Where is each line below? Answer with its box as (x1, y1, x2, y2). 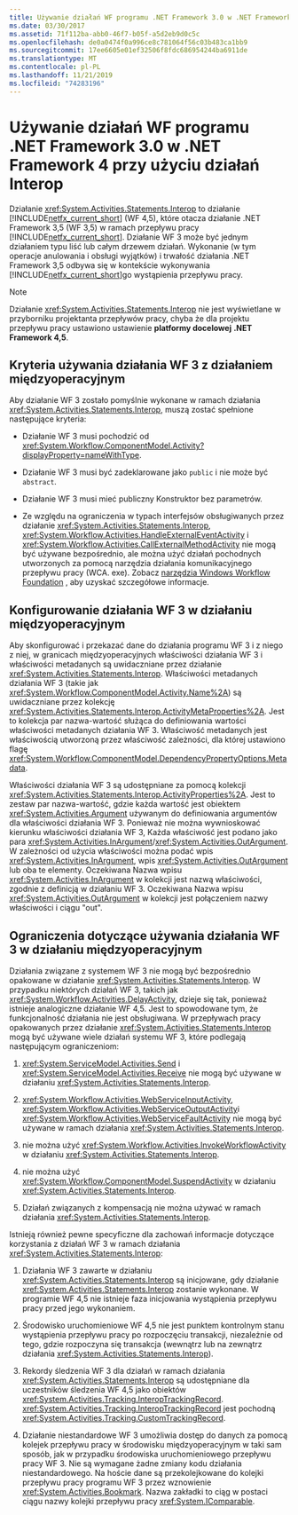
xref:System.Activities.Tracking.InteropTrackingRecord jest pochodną (21, 1403, 276, 1414)
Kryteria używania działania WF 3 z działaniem (9, 357, 273, 373)
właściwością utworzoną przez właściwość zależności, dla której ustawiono (9, 734, 286, 746)
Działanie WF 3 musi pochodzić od (21, 431, 149, 442)
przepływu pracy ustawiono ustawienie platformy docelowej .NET (9, 322, 253, 333)
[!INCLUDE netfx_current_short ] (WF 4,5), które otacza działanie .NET (9, 212, 262, 223)
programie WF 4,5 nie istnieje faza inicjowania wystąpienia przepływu (21, 1293, 278, 1304)
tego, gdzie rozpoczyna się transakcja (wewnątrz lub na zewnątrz (21, 1339, 263, 1349)
